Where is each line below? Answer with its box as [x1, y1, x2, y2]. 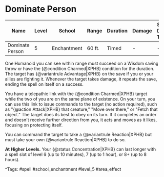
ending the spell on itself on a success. [5, 81, 84, 87]
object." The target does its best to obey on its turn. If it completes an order [5, 111, 157, 117]
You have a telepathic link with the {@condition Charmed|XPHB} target [5, 91, 147, 97]
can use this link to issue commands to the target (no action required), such [5, 101, 157, 107]
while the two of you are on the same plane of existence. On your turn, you [5, 96, 156, 101]
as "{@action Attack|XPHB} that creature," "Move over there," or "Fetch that [5, 106, 158, 112]
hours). [5, 156, 20, 162]
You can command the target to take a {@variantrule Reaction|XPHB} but [5, 131, 152, 137]
